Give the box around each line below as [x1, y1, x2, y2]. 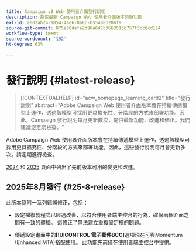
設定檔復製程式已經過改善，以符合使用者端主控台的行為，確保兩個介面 [14, 211, 184, 218]
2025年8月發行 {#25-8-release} [6, 182, 125, 192]
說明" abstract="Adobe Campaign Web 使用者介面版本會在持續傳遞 [20, 101, 183, 109]
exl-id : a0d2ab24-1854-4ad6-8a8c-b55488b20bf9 [6, 19, 122, 25]
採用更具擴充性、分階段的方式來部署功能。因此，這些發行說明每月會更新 [6, 143, 180, 150]
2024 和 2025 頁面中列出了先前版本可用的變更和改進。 [6, 163, 139, 170]
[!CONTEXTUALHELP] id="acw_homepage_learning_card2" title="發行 [20, 94, 191, 101]
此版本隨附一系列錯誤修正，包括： [6, 199, 88, 206]
